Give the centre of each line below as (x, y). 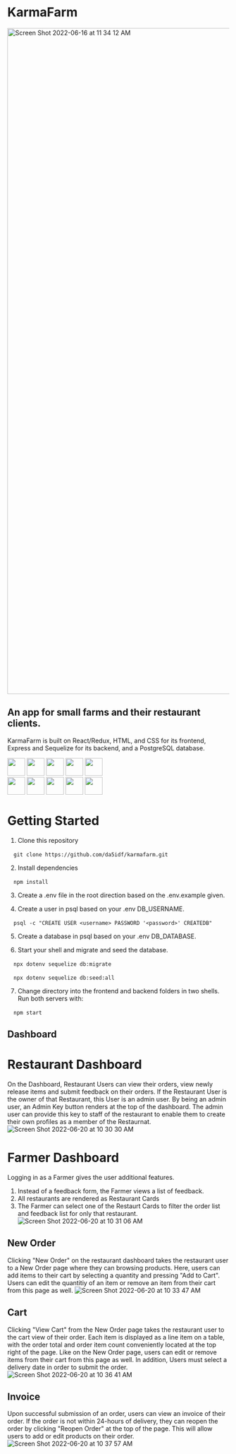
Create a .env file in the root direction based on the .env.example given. (121, 895)
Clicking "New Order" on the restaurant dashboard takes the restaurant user (118, 1260)
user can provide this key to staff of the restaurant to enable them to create (116, 1114)
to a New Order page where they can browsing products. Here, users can (114, 1267)
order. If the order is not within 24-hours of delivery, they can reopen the (113, 1422)
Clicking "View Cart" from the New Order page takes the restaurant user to (116, 1330)
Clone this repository (48, 840)
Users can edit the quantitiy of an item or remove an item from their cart (112, 1282)
